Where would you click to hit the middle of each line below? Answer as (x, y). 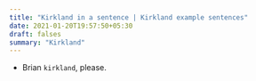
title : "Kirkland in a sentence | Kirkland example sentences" (129, 17)
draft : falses (36, 34)
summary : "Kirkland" (48, 42)
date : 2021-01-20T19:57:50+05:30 (71, 26)
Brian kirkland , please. (64, 68)
